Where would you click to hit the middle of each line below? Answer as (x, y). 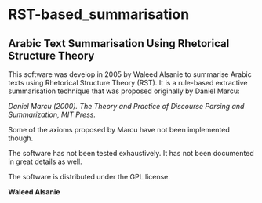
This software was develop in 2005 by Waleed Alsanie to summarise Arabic (130, 74)
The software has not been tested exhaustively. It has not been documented (131, 153)
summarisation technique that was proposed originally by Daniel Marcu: (124, 91)
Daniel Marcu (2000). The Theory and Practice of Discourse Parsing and (126, 106)
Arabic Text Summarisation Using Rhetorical (119, 43)
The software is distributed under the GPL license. (89, 177)
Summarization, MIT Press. (52, 114)
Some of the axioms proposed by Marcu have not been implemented (119, 130)
